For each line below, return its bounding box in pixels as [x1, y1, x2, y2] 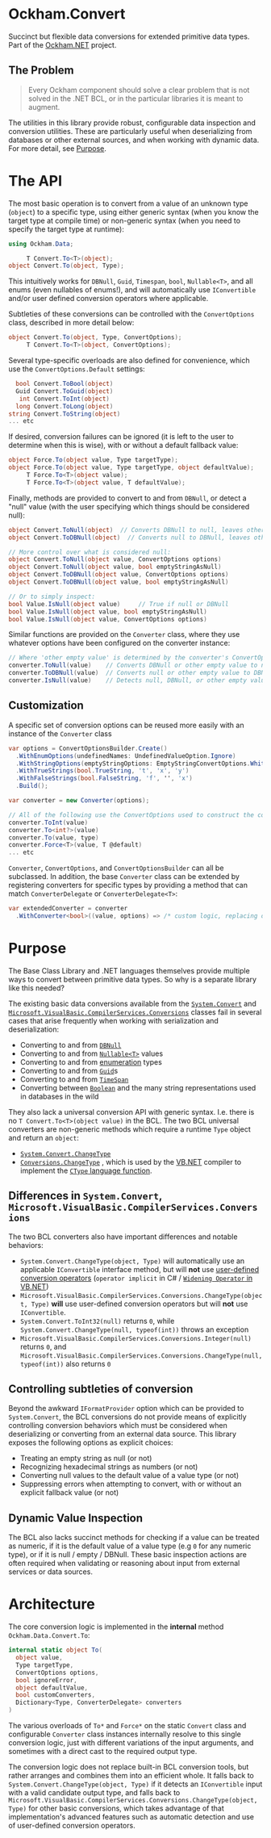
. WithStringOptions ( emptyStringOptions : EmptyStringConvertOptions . [15, 760, 251, 768]
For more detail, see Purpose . [8, 143, 107, 153]
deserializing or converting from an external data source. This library [8, 1430, 236, 1439]
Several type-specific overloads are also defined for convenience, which [8, 356, 250, 366]
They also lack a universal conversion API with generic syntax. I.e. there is [8, 1107, 255, 1116]
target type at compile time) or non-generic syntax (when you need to [8, 216, 240, 225]
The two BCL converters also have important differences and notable [8, 1232, 238, 1241]
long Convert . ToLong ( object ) [15, 402, 114, 410]
